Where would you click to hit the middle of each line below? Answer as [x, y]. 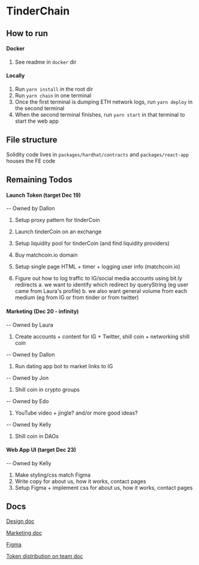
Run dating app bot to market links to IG [64, 366]
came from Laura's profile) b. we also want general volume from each [101, 291]
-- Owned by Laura [30, 325]
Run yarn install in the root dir [54, 89]
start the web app [37, 121]
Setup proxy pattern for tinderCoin [57, 220]
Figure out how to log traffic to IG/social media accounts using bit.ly [99, 279]
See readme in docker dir [46, 62]
